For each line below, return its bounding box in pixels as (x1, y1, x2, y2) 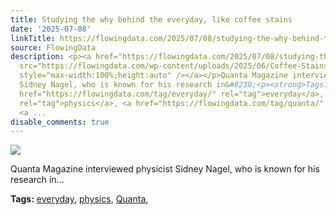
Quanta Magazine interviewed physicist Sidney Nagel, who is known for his (10, 163, 320, 175)
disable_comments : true (10, 117, 110, 127)
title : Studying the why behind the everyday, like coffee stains (10, 14, 293, 25)
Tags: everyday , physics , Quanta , (10, 193, 149, 205)
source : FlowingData (10, 42, 97, 53)
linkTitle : (10, 33, 56, 43)
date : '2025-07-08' (10, 24, 92, 34)
